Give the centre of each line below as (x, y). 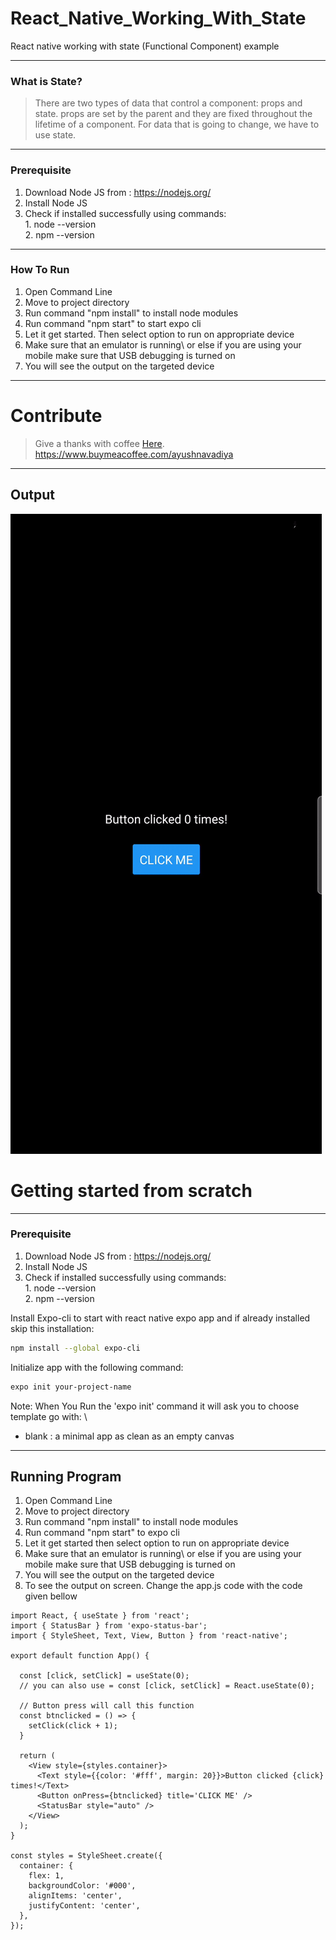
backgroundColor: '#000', (82, 1886)
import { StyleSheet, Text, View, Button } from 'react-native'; (149, 1636)
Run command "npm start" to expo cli (102, 1533)
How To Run (40, 270)
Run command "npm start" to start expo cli (113, 323)
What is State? (46, 81)
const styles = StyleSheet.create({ (86, 1856)
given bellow (51, 1596)
